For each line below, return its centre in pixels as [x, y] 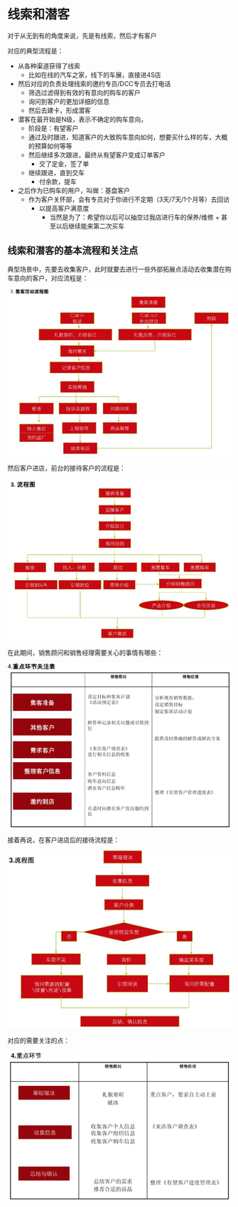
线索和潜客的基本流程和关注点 [73, 251]
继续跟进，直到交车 [56, 172]
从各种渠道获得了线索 [49, 65]
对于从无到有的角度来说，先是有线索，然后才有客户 [82, 36]
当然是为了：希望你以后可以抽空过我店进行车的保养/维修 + [135, 217]
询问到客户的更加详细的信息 [69, 101]
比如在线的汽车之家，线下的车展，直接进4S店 [94, 75]
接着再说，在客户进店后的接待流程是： [63, 840]
